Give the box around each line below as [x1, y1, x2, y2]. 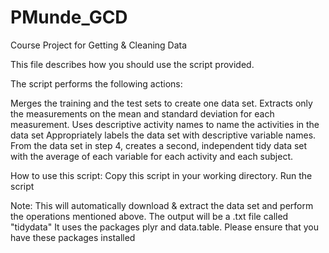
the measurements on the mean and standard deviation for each [10, 107, 275, 120]
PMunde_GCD [10, 6, 128, 29]
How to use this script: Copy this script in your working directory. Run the [10, 169, 313, 181]
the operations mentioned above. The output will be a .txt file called [10, 210, 289, 222]
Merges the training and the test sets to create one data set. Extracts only [10, 97, 313, 109]
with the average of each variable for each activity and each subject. [10, 150, 294, 162]
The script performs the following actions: [10, 77, 183, 90]
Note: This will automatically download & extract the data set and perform [10, 199, 314, 211]
